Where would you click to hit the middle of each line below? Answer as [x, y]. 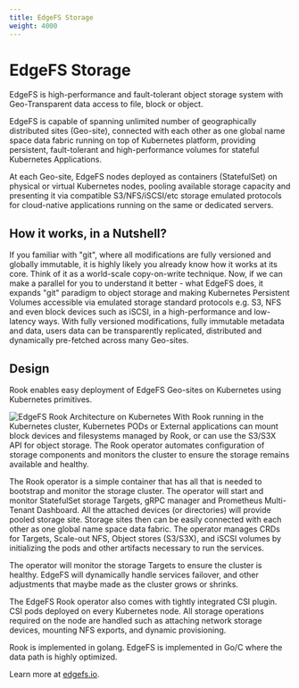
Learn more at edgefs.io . [54, 675]
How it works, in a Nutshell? [88, 233]
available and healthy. [49, 465]
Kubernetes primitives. [50, 399]
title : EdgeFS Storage [51, 17]
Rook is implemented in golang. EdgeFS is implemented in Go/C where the [146, 648]
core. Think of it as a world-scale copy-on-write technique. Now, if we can [146, 274]
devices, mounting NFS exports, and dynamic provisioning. [118, 630]
